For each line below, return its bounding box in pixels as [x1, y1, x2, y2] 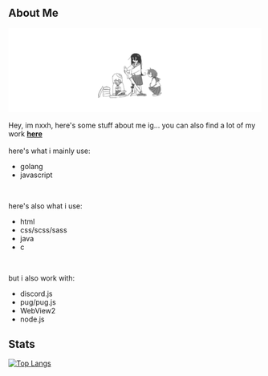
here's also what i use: [8, 200, 83, 211]
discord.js [19, 289, 53, 298]
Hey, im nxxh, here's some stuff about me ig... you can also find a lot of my [8, 120, 256, 130]
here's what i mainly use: [8, 146, 91, 156]
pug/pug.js [19, 297, 56, 307]
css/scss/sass [19, 224, 67, 235]
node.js [19, 314, 46, 324]
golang [19, 161, 43, 171]
